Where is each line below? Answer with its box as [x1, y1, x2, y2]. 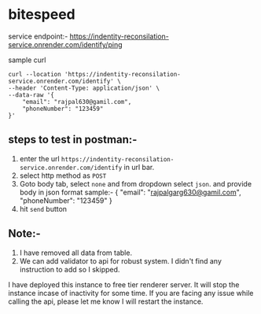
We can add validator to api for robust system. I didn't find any [19, 256, 222, 265]
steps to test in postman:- [8, 133, 138, 146]
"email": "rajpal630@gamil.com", [22, 98, 132, 105]
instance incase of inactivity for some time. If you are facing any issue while [8, 288, 254, 297]
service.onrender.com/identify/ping [8, 39, 123, 49]
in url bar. [123, 162, 155, 172]
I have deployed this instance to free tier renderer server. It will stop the [8, 279, 240, 289]
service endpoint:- [8, 31, 68, 41]
